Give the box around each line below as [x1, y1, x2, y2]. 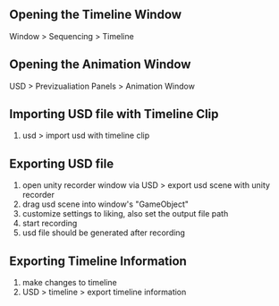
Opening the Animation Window [9, 57, 191, 72]
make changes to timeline [21, 277, 118, 288]
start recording [21, 218, 78, 229]
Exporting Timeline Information [9, 253, 188, 268]
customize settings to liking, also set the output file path [21, 208, 229, 219]
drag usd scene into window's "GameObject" [21, 199, 190, 209]
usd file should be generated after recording [21, 227, 186, 238]
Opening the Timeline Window [9, 7, 182, 22]
